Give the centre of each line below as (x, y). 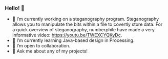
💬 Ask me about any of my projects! (50, 51)
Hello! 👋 (15, 8)
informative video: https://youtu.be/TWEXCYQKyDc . (67, 35)
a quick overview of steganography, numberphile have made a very (83, 30)
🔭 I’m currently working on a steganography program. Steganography (86, 19)
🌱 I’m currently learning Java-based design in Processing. (73, 40)
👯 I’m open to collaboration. (41, 46)
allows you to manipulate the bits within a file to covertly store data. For (87, 24)
